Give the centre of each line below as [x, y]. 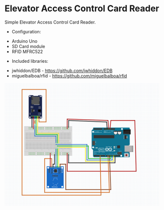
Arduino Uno [25, 41]
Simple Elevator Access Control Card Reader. [50, 22]
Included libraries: [30, 61]
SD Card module [28, 46]
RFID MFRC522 [27, 52]
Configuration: [26, 31]
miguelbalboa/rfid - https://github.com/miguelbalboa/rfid [69, 76]
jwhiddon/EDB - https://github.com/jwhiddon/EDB [62, 70]
